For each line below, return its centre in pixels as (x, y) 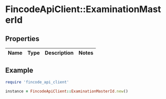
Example (19, 70)
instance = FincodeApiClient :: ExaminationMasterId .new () (67, 91)
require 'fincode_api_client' (37, 82)
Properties (22, 39)
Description (59, 53)
